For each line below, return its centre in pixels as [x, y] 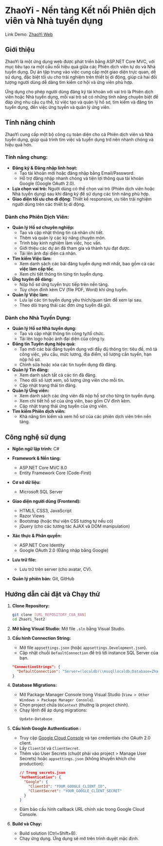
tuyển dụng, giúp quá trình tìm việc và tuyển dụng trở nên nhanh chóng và [79, 140]
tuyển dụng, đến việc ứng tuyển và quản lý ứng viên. [58, 107]
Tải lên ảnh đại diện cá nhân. [48, 253]
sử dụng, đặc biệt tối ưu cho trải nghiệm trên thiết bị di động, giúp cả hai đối [81, 77]
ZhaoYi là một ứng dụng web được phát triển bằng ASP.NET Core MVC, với [80, 61]
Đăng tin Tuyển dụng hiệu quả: [44, 344]
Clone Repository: [31, 606]
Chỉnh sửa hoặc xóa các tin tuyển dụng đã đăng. [68, 365]
